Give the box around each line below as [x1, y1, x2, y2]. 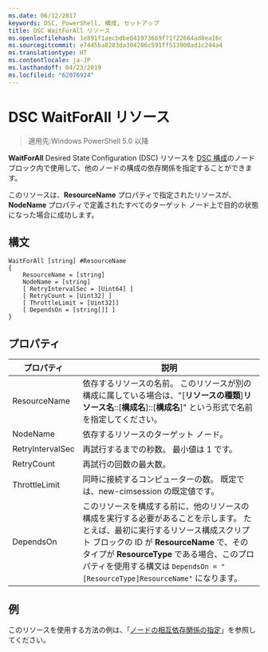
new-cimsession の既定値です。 [98, 486, 219, 497]
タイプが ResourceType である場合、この [82, 549, 238, 560]
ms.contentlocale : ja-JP [8, 57, 91, 65]
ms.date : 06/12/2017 [8, 11, 77, 20]
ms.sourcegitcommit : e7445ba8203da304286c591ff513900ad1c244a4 [8, 42, 223, 50]
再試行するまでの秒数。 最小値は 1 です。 [82, 444, 238, 455]
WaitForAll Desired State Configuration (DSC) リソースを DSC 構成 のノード [8, 153, 256, 162]
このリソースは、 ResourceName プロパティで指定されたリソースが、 [8, 189, 236, 200]
